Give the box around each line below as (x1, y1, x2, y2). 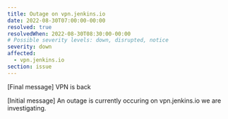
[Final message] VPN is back (7, 82, 91, 91)
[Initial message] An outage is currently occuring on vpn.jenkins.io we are (7, 96, 222, 105)
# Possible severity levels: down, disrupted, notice (7, 37, 169, 44)
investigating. (7, 103, 47, 112)
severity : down (7, 43, 52, 50)
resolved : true (7, 23, 52, 30)
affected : (7, 50, 37, 57)
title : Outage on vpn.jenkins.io (7, 10, 106, 18)
